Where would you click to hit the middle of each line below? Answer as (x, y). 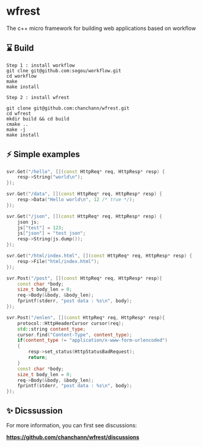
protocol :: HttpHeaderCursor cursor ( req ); (70, 323)
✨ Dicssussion (34, 411)
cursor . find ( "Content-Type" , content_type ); (75, 334)
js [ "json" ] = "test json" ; (52, 234)
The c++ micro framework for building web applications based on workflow (101, 28)
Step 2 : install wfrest (38, 97)
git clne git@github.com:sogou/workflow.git (64, 71)
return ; (38, 358)
